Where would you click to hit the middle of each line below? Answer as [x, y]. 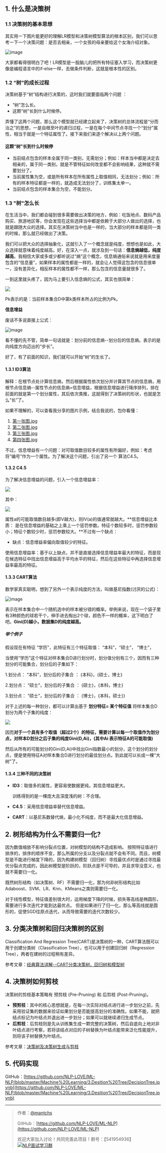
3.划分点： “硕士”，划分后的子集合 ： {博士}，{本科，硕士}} [65, 696]
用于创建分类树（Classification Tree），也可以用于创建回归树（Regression [80, 947]
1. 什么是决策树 [28, 9]
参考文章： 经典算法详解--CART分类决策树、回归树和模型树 [65, 964]
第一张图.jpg [25, 421]
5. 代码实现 [22, 1064]
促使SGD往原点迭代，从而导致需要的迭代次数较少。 [70, 912]
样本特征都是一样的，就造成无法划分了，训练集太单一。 [77, 183]
